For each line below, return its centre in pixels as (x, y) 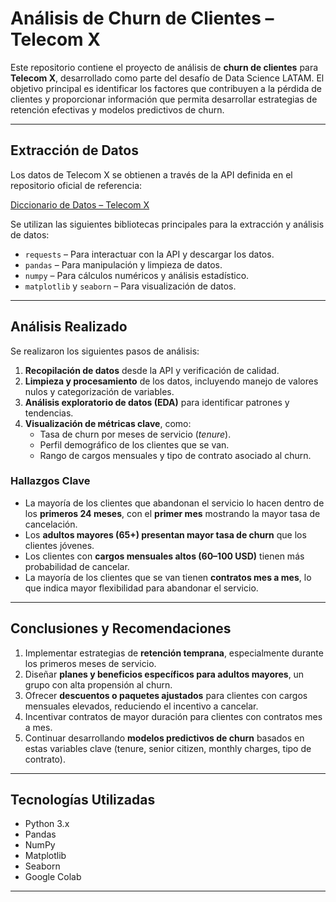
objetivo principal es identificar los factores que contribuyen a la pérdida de (166, 88)
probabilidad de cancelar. (77, 566)
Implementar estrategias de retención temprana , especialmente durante (174, 653)
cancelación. (51, 524)
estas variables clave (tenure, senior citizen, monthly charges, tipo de (168, 748)
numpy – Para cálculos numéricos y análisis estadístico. (137, 275)
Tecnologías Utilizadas (83, 800)
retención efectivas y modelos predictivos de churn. (117, 109)
